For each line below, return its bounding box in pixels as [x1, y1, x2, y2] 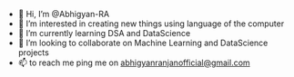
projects [17, 47, 50, 58]
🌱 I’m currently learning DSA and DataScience [17, 28, 191, 38]
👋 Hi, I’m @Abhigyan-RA [17, 9, 110, 19]
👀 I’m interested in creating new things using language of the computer [17, 18, 285, 29]
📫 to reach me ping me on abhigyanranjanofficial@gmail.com [17, 57, 250, 68]
